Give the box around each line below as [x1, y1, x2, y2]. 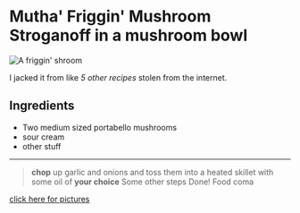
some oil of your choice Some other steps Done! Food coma [30, 176, 254, 187]
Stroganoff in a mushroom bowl [9, 25, 248, 46]
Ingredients [9, 98, 75, 114]
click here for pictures [9, 193, 90, 204]
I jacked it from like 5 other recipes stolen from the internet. [9, 72, 228, 82]
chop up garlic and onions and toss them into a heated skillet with [30, 166, 274, 177]
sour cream [21, 132, 65, 142]
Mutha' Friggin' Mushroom [9, 6, 212, 27]
